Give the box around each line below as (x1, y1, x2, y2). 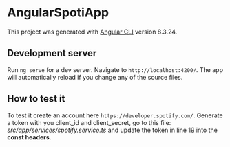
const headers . (7, 133, 52, 142)
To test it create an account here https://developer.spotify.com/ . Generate (7, 111, 223, 120)
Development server (7, 47, 97, 59)
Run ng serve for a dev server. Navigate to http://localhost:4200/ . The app (7, 65, 224, 73)
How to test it (7, 93, 65, 104)
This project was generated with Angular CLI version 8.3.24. (7, 27, 178, 36)
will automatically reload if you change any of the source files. (7, 73, 183, 81)
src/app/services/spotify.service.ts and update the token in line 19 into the (7, 126, 218, 134)
